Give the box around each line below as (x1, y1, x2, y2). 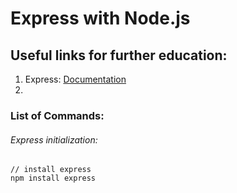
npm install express (10, 173, 97, 184)
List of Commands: (10, 108, 105, 122)
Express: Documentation (24, 73, 127, 85)
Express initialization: (10, 133, 98, 146)
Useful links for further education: (10, 47, 228, 64)
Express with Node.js (10, 7, 191, 30)
